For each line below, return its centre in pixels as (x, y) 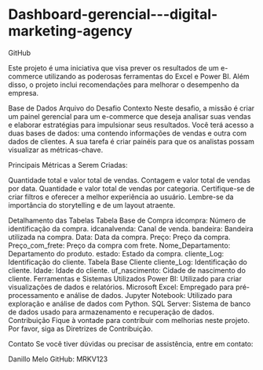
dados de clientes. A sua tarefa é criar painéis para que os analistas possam (131, 141)
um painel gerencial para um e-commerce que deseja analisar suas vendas (130, 116)
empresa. (24, 92)
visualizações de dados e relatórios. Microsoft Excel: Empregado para (121, 287)
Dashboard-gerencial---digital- (113, 15)
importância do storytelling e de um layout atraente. (92, 205)
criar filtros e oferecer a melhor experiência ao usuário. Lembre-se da (121, 197)
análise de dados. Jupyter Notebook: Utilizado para (150, 295)
